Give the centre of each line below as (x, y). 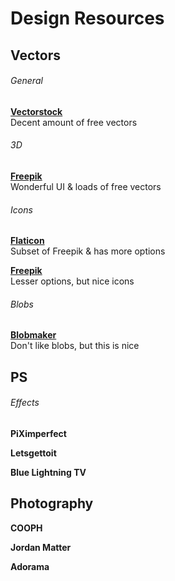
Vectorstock (36, 111)
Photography (52, 503)
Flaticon (27, 241)
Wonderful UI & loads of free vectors (86, 186)
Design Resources (87, 18)
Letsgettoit (33, 453)
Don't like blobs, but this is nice (75, 346)
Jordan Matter (41, 547)
